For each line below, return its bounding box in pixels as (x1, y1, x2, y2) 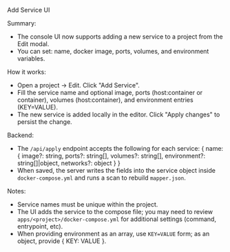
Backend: (7, 131, 34, 139)
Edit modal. (17, 40, 50, 48)
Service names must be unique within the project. (17, 200, 158, 209)
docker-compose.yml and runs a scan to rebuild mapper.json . (17, 174, 186, 182)
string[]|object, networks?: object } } (17, 159, 121, 167)
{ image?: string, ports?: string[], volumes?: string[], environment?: (17, 151, 205, 160)
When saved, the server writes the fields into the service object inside (17, 167, 216, 174)
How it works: (7, 68, 47, 76)
